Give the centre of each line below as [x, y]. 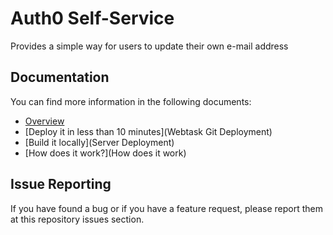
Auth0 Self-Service [92, 18]
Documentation [60, 77]
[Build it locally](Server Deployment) [99, 142]
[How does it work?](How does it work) [105, 153]
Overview [44, 121]
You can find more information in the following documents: [131, 101]
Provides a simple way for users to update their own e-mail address [149, 46]
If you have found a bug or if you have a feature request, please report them [167, 208]
